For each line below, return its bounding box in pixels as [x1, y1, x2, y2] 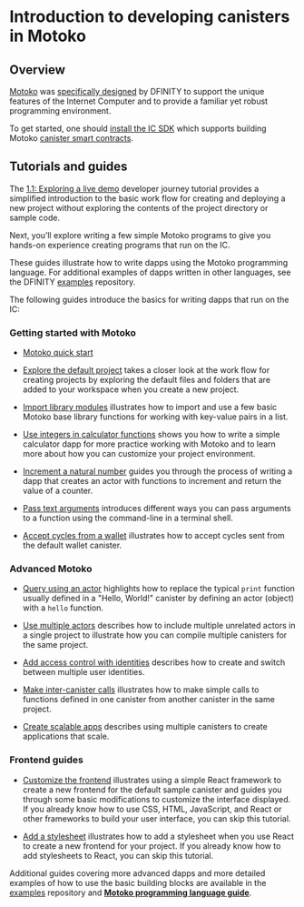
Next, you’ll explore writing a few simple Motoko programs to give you [9, 229, 271, 240]
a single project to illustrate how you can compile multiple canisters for [22, 630, 288, 640]
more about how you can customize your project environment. [22, 448, 256, 459]
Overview [9, 62, 66, 77]
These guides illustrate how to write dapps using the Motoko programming [9, 257, 289, 267]
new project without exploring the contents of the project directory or [9, 202, 269, 213]
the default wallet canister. [22, 539, 123, 551]
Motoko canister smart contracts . [9, 133, 134, 143]
